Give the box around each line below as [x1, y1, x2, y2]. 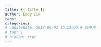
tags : [5, 16, 16, 21]
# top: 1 [5, 30, 23, 35]
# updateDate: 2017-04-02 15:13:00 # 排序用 [5, 25, 96, 30]
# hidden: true [5, 35, 36, 40]
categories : [5, 21, 30, 26]
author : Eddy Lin [5, 12, 41, 17]
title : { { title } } [5, 7, 45, 12]
